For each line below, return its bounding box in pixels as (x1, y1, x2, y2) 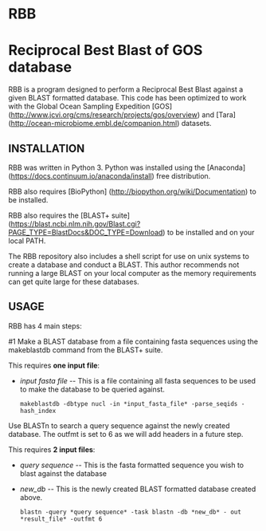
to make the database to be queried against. (19, 384, 166, 394)
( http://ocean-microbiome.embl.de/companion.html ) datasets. (8, 119, 213, 128)
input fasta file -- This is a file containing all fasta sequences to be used (19, 376, 256, 385)
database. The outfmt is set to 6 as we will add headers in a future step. (8, 429, 244, 439)
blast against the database (19, 468, 108, 478)
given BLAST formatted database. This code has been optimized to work (8, 93, 247, 103)
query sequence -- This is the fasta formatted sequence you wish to (19, 460, 244, 470)
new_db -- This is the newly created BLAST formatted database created (19, 484, 256, 494)
